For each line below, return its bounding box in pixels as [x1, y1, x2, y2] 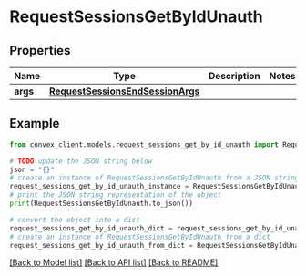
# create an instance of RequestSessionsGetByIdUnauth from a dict [9, 232, 271, 241]
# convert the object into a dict [9, 215, 141, 224]
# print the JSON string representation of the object [9, 190, 222, 199]
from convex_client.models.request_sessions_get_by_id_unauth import [9, 139, 280, 149]
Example [9, 116, 60, 131]
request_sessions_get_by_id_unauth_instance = [9, 182, 189, 191]
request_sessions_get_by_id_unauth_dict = [9, 223, 173, 233]
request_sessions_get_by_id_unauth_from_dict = [9, 240, 194, 250]
